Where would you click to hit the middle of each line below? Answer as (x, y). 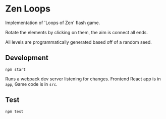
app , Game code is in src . (32, 84)
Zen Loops (28, 9)
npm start (16, 69)
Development (27, 58)
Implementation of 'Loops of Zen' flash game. (53, 23)
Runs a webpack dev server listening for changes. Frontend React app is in (83, 79)
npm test (14, 111)
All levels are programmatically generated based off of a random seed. (79, 42)
